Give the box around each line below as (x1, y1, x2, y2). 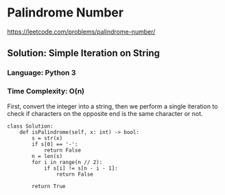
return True (32, 183, 67, 190)
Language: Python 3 (7, 68, 76, 78)
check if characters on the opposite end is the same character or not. (7, 109, 204, 117)
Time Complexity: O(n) (7, 87, 85, 96)
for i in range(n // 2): (32, 159, 103, 165)
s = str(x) (32, 135, 63, 141)
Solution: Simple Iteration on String (7, 47, 160, 59)
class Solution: (7, 122, 54, 130)
